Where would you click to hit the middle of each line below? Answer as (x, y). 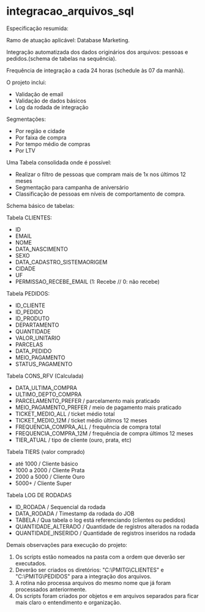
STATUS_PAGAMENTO (44, 364)
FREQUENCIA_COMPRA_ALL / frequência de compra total (88, 427)
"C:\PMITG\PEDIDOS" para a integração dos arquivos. (83, 576)
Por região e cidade (40, 131)
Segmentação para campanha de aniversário (72, 187)
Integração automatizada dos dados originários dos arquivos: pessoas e (97, 52)
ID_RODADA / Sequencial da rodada (60, 507)
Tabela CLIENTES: (29, 217)
